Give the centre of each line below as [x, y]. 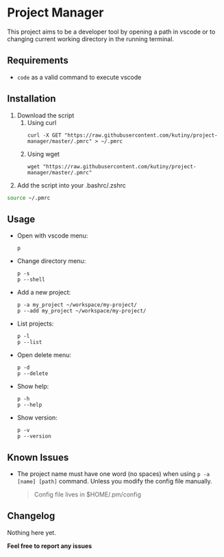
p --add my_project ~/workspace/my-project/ [82, 311]
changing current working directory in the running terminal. [91, 38]
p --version [34, 436]
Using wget [43, 154]
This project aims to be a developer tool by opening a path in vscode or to [111, 32]
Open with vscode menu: [52, 236]
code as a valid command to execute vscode [79, 77]
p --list [29, 342]
